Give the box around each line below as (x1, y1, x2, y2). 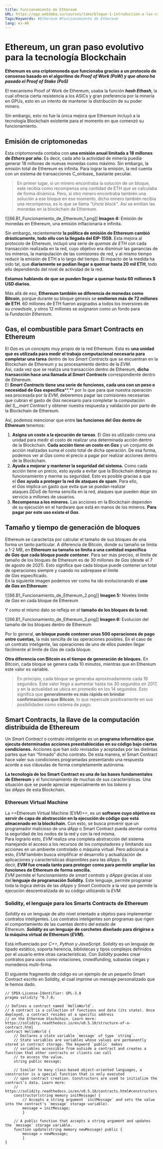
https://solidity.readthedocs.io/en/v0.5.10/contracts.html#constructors (5, 1089, 158, 1094)
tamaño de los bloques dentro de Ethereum (5, 621, 92, 627)
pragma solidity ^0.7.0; (5, 995, 55, 1000)
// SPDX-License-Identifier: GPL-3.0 (5, 991, 81, 996)
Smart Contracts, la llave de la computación (5, 716, 140, 724)
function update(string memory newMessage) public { (14, 1127, 123, 1132)
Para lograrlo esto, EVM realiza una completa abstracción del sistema (5, 836, 144, 842)
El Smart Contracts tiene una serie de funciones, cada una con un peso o (5, 382, 155, 387)
